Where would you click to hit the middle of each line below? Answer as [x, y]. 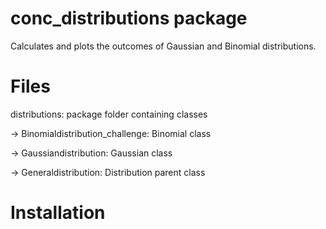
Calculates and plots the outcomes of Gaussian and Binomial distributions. [163, 46]
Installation [58, 213]
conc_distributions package [129, 18]
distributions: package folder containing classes [109, 114]
